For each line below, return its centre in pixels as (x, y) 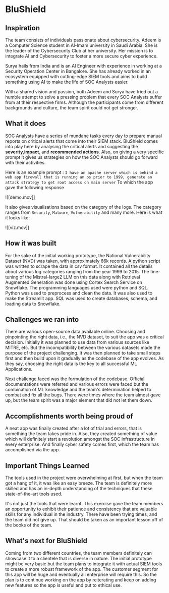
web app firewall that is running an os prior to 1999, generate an (79, 177)
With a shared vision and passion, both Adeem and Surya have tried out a (81, 92)
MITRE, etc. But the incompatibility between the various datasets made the (83, 348)
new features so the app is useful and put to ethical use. (64, 585)
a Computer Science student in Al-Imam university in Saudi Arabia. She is (81, 45)
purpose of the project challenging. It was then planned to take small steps (83, 353)
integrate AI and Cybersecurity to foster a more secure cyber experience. (81, 56)
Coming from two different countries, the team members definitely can (79, 553)
